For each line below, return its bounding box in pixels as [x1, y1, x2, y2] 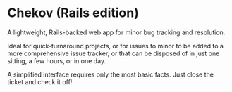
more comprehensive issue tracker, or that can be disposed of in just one [7, 49, 220, 58]
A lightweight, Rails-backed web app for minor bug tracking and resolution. [7, 28, 226, 37]
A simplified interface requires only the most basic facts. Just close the [7, 70, 214, 79]
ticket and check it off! [7, 77, 73, 86]
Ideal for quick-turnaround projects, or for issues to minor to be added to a [7, 41, 224, 50]
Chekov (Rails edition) [7, 5, 139, 21]
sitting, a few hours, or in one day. [7, 56, 106, 65]
